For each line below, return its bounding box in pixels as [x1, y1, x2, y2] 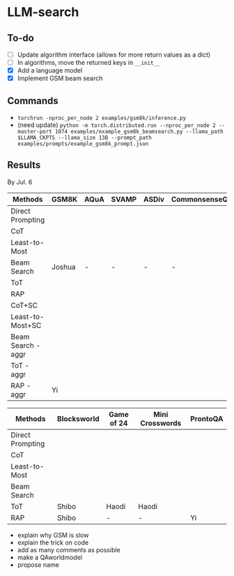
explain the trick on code [17, 538, 89, 547]
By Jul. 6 [7, 177, 33, 186]
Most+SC [10, 320, 42, 330]
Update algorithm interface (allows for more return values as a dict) [17, 50, 211, 59]
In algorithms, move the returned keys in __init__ [17, 59, 160, 67]
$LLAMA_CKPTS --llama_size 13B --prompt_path [17, 134, 152, 142]
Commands [7, 95, 59, 107]
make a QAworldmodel [17, 553, 82, 561]
